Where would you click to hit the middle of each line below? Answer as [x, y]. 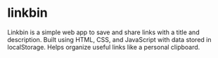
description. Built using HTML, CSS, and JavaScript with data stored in [109, 39]
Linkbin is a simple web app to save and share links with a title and [103, 32]
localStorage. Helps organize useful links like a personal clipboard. [104, 47]
